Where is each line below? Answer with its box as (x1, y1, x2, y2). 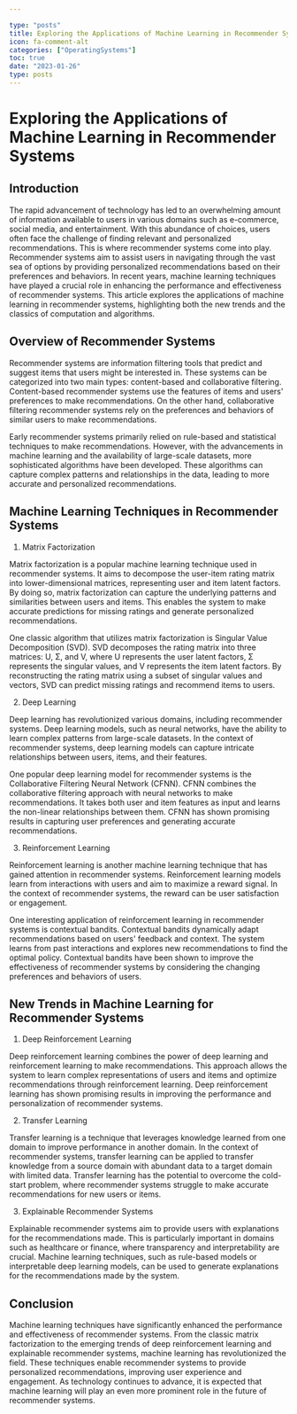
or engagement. (9, 897, 68, 908)
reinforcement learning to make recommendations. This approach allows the (9, 1060, 287, 1071)
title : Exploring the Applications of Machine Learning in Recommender (9, 28, 278, 38)
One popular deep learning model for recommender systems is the (9, 769, 252, 779)
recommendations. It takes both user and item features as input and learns (9, 797, 281, 808)
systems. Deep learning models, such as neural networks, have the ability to (9, 723, 287, 734)
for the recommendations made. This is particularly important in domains (9, 1233, 275, 1244)
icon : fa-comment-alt (9, 37, 89, 46)
